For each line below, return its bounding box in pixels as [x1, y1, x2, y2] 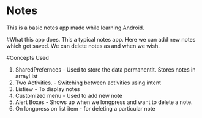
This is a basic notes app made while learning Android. [6, 24, 145, 31]
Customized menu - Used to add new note [15, 92, 122, 99]
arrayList [15, 72, 38, 79]
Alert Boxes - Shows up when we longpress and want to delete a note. [15, 98, 193, 106]
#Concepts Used [6, 54, 49, 61]
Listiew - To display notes [15, 85, 80, 92]
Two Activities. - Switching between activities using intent [15, 79, 161, 86]
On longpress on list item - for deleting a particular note [15, 105, 155, 112]
